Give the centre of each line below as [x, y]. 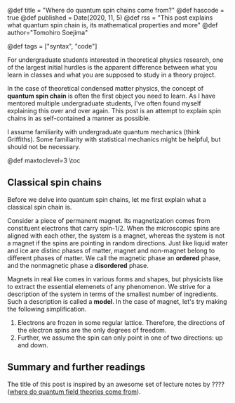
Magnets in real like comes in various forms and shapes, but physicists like [115, 279]
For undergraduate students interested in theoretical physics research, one [115, 60]
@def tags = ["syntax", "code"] [52, 46]
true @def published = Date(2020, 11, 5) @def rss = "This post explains [110, 18]
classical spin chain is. [40, 207]
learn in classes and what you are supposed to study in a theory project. [112, 75]
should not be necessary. [44, 147]
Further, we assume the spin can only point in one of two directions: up [120, 338]
